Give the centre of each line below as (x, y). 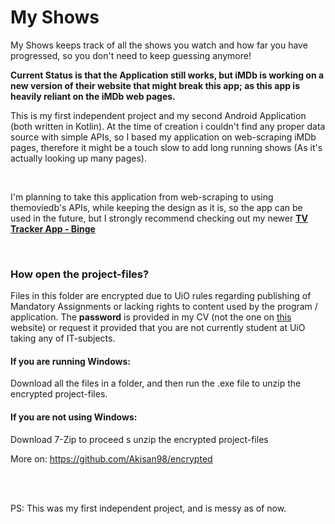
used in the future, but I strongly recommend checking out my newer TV (159, 218)
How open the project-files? (80, 274)
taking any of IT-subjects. (63, 338)
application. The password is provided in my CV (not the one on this (151, 317)
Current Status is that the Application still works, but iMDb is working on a (167, 75)
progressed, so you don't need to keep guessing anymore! (131, 55)
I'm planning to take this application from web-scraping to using (142, 197)
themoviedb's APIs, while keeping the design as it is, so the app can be (156, 207)
